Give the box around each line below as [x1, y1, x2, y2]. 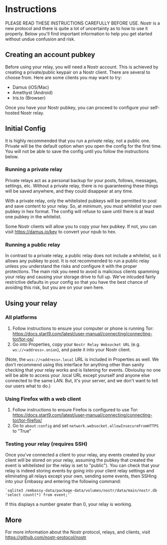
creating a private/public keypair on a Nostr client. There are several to [5, 69, 151, 75]
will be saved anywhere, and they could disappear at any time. [5, 188, 134, 194]
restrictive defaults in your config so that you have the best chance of [5, 279, 149, 285]
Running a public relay [5, 241, 61, 248]
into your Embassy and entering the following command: [5, 478, 121, 484]
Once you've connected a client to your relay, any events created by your [5, 452, 156, 458]
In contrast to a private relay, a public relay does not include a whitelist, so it [5, 253, 161, 259]
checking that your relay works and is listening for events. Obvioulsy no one [5, 367, 161, 373]
